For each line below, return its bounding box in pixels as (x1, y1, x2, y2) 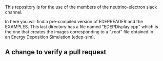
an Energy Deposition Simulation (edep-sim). (5, 34, 95, 40)
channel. (5, 9, 23, 15)
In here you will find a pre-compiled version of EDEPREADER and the (5, 19, 143, 24)
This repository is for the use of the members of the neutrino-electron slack (5, 4, 157, 10)
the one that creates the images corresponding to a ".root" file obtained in (5, 29, 154, 34)
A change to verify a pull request (5, 48, 106, 56)
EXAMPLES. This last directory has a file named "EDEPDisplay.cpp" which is (5, 24, 159, 30)
